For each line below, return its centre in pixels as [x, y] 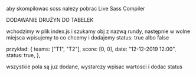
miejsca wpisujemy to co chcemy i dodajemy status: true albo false [88, 37]
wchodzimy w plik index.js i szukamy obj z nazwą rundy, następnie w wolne [98, 31]
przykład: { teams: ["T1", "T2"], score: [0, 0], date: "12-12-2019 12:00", [91, 49]
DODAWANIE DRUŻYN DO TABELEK [50, 20]
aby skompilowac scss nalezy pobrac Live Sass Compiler [76, 9]
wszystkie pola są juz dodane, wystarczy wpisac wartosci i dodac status [94, 67]
